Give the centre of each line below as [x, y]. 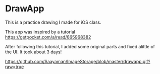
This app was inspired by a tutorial [40, 32]
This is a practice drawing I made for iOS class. [53, 22]
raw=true [15, 67]
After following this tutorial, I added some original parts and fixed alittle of [80, 46]
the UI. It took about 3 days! [33, 52]
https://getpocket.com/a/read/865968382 [48, 37]
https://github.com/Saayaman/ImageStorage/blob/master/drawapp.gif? [78, 61]
